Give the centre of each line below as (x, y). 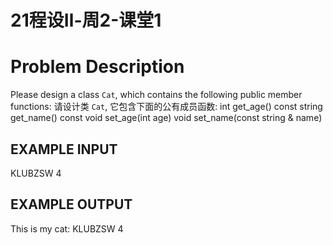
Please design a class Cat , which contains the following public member (156, 95)
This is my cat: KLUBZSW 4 (67, 228)
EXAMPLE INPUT (64, 149)
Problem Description (97, 67)
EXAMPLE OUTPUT (71, 204)
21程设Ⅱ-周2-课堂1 (86, 20)
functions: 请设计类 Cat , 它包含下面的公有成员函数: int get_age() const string (166, 107)
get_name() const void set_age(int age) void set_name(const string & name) (166, 118)
